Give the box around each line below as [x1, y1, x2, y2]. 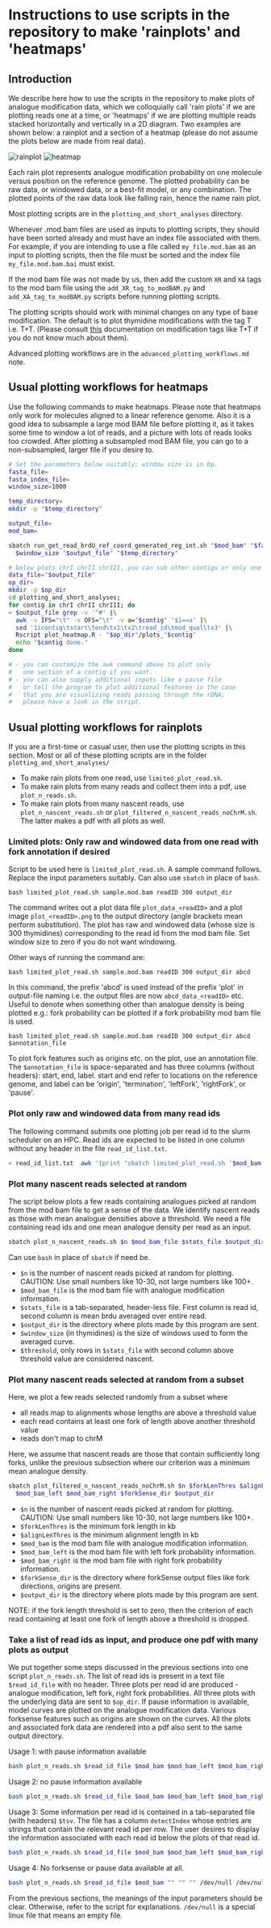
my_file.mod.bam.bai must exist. [8, 259, 115, 268]
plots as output [8, 1644, 69, 1655]
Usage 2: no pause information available [8, 1776, 143, 1786]
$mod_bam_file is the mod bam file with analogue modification [19, 1285, 225, 1295]
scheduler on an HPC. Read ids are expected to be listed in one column [8, 1135, 245, 1145]
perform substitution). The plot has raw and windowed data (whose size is [8, 920, 256, 929]
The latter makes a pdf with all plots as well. [19, 816, 166, 826]
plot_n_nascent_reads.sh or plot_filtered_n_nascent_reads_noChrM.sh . [19, 808, 258, 817]
